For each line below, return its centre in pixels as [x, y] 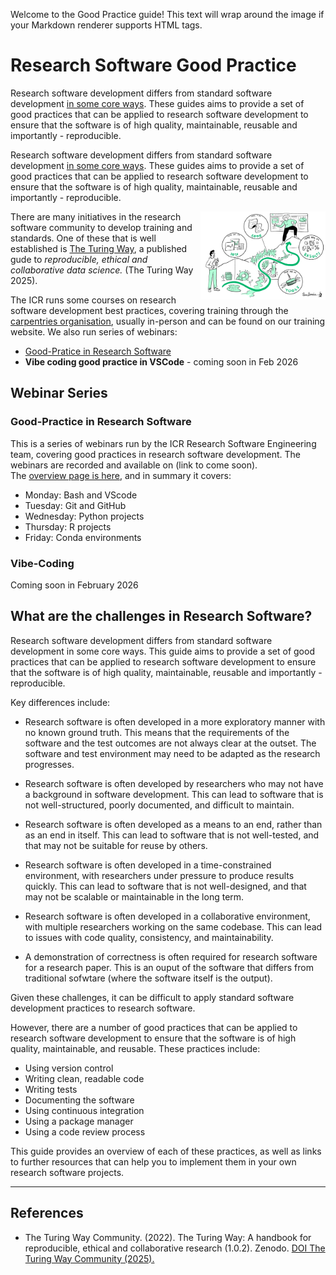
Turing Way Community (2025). [89, 1258]
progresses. [49, 764]
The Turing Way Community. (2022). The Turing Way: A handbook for [168, 1237]
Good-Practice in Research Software [101, 422]
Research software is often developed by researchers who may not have [174, 783]
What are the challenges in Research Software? [161, 616]
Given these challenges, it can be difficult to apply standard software [152, 997]
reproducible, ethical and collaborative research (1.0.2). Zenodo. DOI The [175, 1248]
